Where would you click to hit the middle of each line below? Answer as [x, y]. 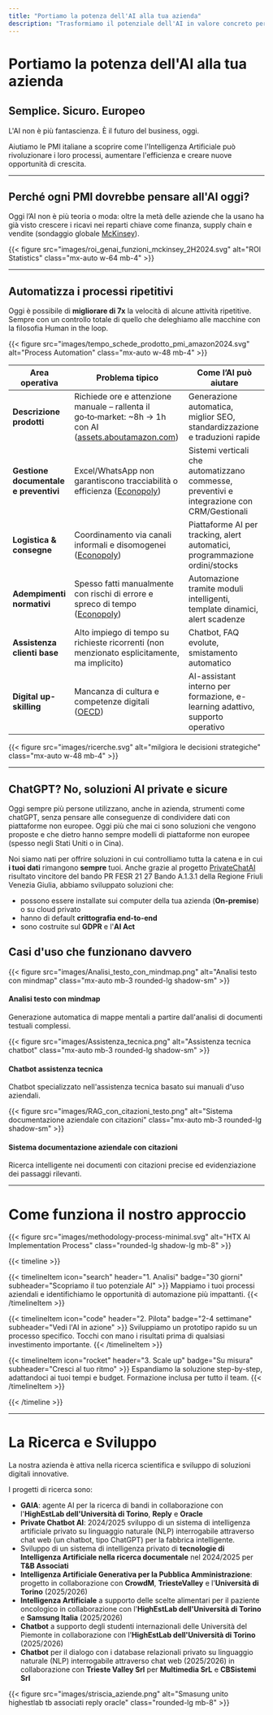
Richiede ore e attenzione [123, 397]
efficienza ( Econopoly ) [118, 491]
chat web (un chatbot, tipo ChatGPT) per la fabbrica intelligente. [128, 1540]
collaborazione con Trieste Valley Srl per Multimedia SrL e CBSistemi [138, 1669]
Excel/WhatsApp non [114, 471]
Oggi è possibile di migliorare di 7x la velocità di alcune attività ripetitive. [130, 311]
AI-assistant [212, 676]
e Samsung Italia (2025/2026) [71, 1618]
